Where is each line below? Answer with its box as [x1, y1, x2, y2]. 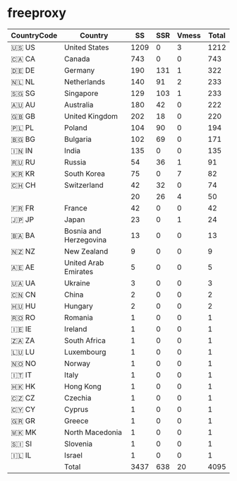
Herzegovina [64, 234, 107, 244]
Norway [64, 358, 90, 368]
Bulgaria [64, 134, 92, 144]
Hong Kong [64, 381, 102, 391]
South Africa [64, 335, 106, 345]
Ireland [64, 323, 87, 333]
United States [64, 42, 109, 52]
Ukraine [64, 278, 90, 287]
